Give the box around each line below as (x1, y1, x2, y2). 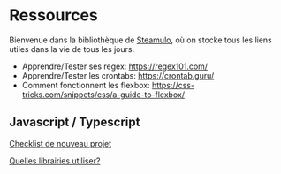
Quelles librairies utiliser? (9, 155, 101, 166)
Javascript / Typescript (9, 115, 140, 130)
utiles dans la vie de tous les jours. (9, 43, 135, 54)
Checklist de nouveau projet (9, 138, 112, 148)
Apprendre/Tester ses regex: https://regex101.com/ (21, 61, 209, 72)
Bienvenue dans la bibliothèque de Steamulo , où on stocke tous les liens (9, 34, 272, 45)
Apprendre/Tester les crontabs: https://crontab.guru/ (21, 70, 215, 80)
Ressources (9, 5, 99, 26)
